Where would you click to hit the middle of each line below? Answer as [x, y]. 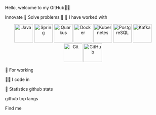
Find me [13, 108]
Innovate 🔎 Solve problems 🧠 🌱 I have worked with [56, 17]
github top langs [22, 98]
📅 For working [19, 70]
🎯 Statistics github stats [29, 89]
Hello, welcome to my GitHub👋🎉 [38, 8]
